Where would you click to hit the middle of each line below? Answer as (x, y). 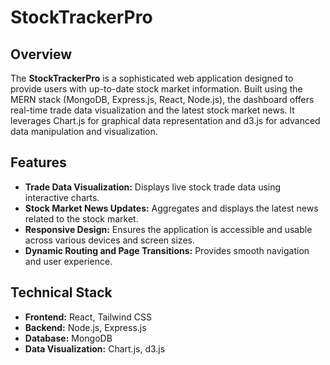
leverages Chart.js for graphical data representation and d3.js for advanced (165, 120)
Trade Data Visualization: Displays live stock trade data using (153, 187)
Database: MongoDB (68, 338)
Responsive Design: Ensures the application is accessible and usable (168, 229)
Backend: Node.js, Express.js (85, 327)
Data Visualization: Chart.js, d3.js (95, 348)
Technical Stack (61, 292)
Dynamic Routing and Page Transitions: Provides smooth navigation (167, 250)
